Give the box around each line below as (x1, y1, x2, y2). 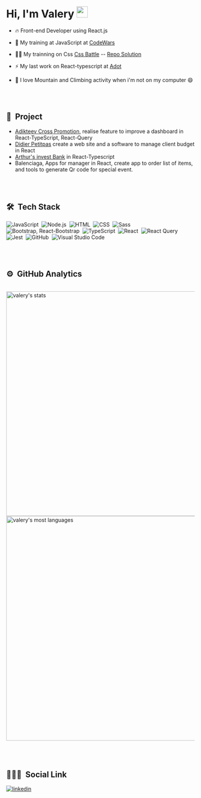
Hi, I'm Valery (6, 7, 75, 21)
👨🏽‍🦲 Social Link (6, 769, 67, 779)
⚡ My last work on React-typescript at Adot (14, 62, 121, 69)
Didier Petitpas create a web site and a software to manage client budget (14, 140, 195, 147)
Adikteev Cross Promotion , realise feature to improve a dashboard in (14, 128, 184, 135)
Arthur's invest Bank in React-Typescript (14, 153, 115, 160)
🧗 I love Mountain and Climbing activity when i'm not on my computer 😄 (14, 76, 193, 83)
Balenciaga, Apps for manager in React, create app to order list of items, (14, 159, 193, 167)
